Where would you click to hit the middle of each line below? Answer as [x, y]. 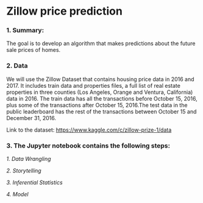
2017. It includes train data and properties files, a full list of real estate [94, 85]
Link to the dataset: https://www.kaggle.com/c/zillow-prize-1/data [89, 130]
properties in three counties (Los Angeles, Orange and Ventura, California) [100, 92]
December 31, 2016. [31, 118]
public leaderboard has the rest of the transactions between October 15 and [101, 112]
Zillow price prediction [65, 11]
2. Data [17, 66]
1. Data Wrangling [29, 159]
